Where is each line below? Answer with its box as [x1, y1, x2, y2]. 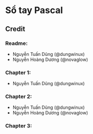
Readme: [5, 40, 28, 47]
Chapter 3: [5, 122, 32, 129]
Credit [5, 25, 25, 33]
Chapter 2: [5, 93, 32, 100]
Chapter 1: [5, 69, 31, 76]
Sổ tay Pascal [5, 5, 63, 16]
